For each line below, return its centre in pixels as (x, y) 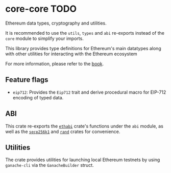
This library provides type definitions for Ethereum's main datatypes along (83, 48)
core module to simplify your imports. (45, 38)
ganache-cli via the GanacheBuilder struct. (50, 165)
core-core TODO (41, 9)
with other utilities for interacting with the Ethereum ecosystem (71, 54)
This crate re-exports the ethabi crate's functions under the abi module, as (84, 126)
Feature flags (27, 80)
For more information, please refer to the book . (54, 63)
